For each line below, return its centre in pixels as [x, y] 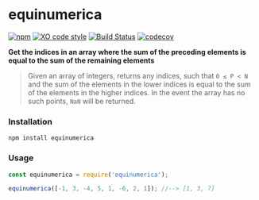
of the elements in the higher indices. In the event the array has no [136, 92]
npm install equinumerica [51, 138]
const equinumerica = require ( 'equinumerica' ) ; [89, 175]
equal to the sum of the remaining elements [81, 60]
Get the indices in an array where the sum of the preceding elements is [127, 52]
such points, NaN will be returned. [82, 101]
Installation [31, 121]
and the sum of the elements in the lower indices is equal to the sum [139, 84]
